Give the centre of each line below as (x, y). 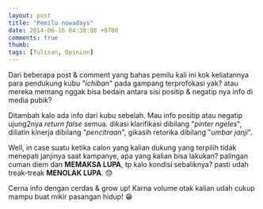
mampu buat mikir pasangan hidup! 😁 (71, 196)
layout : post (30, 15)
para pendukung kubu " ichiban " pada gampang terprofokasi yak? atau (124, 83)
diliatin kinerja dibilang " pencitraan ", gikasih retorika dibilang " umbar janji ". (130, 132)
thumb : (19, 45)
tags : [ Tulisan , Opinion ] (51, 52)
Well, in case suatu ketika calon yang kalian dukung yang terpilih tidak (122, 148)
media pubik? (30, 100)
